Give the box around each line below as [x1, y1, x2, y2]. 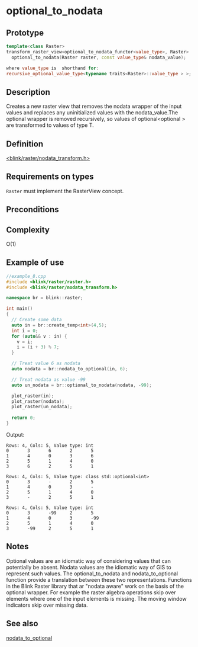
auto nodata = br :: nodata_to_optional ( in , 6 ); [11, 366, 128, 372]
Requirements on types [6, 172, 94, 182]
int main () [6, 306, 33, 312]
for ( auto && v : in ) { [11, 333, 67, 339]
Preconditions [6, 204, 59, 214]
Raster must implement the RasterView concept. [6, 187, 124, 194]
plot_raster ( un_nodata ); [11, 404, 73, 410]
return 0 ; [11, 415, 35, 421]
